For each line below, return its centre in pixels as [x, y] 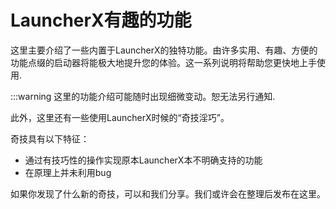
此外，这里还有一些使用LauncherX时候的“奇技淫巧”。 [120, 117]
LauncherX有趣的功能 [101, 20]
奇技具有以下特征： [50, 138]
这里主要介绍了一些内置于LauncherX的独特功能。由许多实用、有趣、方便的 [164, 50]
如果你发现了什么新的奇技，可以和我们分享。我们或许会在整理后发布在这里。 [168, 193]
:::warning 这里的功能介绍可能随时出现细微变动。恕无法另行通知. [143, 96]
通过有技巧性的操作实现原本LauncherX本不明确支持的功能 [143, 160]
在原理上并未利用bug [68, 172]
